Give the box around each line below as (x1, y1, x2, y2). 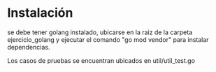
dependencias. (7, 43, 50, 51)
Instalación (7, 5, 73, 21)
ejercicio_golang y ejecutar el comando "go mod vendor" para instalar (7, 35, 209, 43)
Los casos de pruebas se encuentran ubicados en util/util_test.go (7, 56, 196, 64)
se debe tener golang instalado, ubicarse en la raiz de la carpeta (7, 28, 193, 36)
